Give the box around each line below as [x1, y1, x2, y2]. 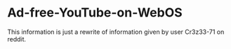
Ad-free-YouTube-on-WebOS [7, 5, 183, 21]
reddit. [7, 35, 27, 43]
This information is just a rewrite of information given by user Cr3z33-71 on [7, 28, 225, 36]
